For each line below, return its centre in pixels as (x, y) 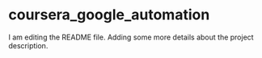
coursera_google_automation (109, 15)
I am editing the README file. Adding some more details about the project (131, 37)
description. (28, 45)
